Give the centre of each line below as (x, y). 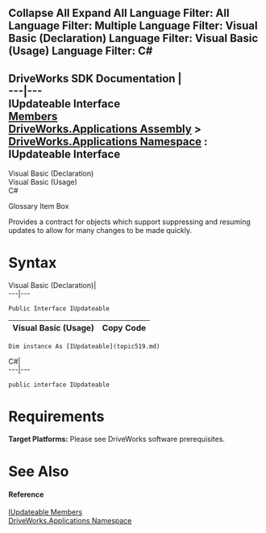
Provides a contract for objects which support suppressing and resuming (130, 222)
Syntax (33, 263)
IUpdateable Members (46, 512)
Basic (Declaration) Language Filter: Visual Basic (133, 38)
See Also (39, 472)
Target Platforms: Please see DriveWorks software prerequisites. (117, 439)
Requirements (56, 416)
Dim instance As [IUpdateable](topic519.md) (84, 347)
